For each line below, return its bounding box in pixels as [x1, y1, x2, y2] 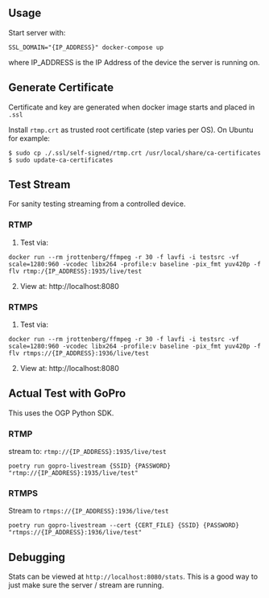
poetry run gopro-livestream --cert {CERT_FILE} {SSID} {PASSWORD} [8, 522, 240, 530]
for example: [8, 133, 51, 143]
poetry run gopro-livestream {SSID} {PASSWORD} [8, 462, 172, 470]
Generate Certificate [8, 80, 114, 95]
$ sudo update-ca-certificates [8, 156, 114, 164]
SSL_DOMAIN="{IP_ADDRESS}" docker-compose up [8, 43, 163, 52]
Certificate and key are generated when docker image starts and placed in [8, 102, 255, 112]
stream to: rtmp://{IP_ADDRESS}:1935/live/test [8, 447, 167, 456]
